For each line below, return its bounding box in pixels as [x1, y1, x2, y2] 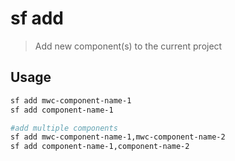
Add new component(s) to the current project [34, 40, 223, 52]
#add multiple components [10, 123, 118, 133]
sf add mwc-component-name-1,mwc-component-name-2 [10, 132, 226, 142]
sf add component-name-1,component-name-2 [10, 142, 190, 152]
